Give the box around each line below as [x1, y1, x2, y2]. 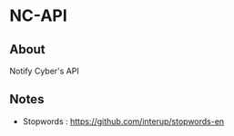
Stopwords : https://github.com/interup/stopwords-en [22, 115, 225, 127]
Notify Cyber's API [9, 65, 79, 76]
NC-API [9, 5, 68, 26]
